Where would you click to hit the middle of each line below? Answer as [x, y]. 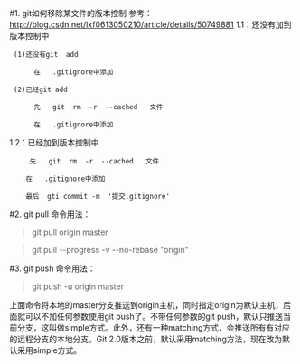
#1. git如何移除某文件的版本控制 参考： [81, 13]
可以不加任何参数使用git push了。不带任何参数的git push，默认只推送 [154, 316]
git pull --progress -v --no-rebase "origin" [110, 250]
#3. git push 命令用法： [53, 268]
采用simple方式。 [49, 350]
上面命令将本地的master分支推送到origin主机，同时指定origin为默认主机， [146, 305]
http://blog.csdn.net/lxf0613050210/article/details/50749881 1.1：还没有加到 [150, 24]
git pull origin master [70, 232]
